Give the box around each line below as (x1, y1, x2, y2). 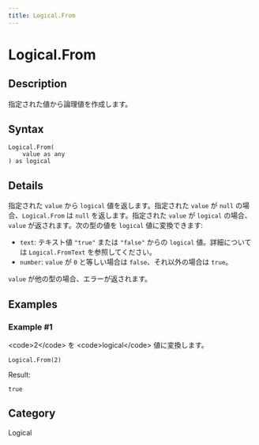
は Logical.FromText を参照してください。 (19, 247, 156, 257)
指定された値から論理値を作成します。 (8, 99, 133, 108)
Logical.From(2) (8, 356, 62, 364)
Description (8, 77, 67, 91)
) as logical (8, 158, 51, 165)
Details (8, 179, 43, 192)
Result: (8, 370, 31, 379)
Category (8, 407, 56, 420)
